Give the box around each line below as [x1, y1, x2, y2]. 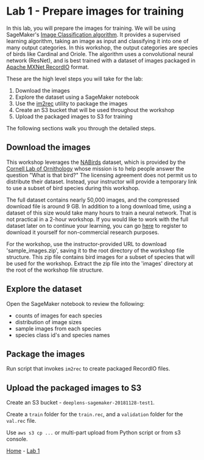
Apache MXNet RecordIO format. [6, 63, 90, 71]
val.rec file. [6, 417, 37, 425]
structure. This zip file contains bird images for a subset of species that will [6, 253, 195, 260]
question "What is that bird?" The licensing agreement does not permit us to [6, 171, 197, 179]
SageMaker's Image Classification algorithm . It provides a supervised [6, 30, 181, 38]
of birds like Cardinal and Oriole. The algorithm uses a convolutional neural [6, 50, 194, 57]
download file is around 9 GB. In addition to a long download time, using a [6, 202, 191, 210]
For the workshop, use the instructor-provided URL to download [6, 240, 167, 247]
